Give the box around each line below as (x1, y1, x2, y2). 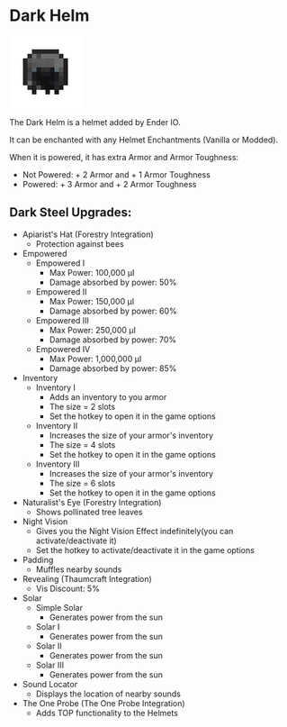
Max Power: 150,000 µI (49, 295, 135, 306)
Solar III (35, 659, 65, 670)
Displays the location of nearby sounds (35, 688, 182, 699)
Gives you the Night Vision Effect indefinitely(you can (35, 525, 234, 536)
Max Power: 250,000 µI (49, 324, 137, 335)
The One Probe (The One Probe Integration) (22, 697, 186, 708)
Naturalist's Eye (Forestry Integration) (22, 496, 162, 507)
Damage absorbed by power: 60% (49, 305, 177, 316)
